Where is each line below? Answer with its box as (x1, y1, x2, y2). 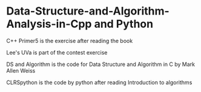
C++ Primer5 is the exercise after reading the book (6, 37, 133, 44)
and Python (94, 17, 153, 31)
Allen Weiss (6, 67, 36, 74)
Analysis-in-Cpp (6, 17, 92, 31)
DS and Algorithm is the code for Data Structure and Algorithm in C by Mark (6, 61, 196, 68)
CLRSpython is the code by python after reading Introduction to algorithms (6, 79, 193, 86)
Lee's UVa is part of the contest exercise (6, 48, 108, 56)
